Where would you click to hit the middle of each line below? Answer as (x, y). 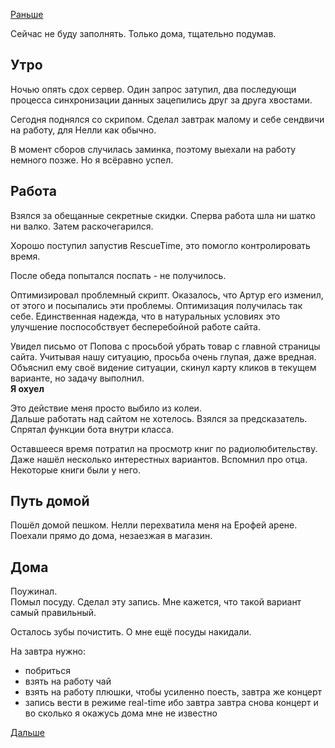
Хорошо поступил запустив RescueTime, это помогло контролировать (160, 245)
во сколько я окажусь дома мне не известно (121, 713)
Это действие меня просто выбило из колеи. (106, 408)
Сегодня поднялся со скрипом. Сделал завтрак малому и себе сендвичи (167, 119)
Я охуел (27, 388)
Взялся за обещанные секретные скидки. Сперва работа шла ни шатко (163, 215)
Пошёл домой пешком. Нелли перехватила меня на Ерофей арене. (154, 525)
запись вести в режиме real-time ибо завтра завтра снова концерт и (171, 703)
